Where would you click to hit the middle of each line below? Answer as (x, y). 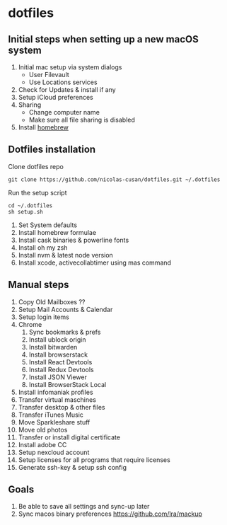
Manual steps (39, 285)
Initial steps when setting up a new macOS (103, 39)
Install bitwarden (53, 347)
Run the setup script (37, 192)
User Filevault (49, 75)
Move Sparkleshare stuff (54, 422)
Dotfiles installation (52, 150)
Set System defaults (47, 225)
